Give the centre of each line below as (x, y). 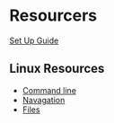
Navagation (44, 100)
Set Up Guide (34, 40)
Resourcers (53, 16)
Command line (49, 90)
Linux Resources (57, 69)
